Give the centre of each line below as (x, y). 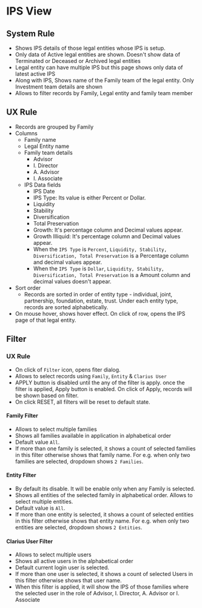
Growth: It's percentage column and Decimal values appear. (108, 230)
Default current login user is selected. (62, 567)
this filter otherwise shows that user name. (68, 581)
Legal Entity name (47, 146)
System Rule (31, 34)
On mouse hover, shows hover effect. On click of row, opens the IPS (100, 313)
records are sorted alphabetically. (66, 307)
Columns (26, 133)
